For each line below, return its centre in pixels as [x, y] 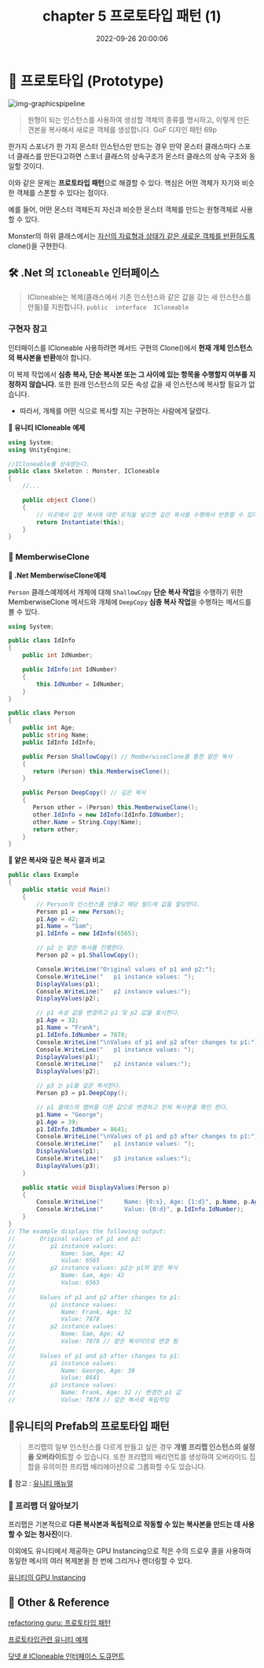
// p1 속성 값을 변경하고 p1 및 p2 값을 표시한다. [108, 1013]
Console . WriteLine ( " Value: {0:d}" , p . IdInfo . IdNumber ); [140, 1209]
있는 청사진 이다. [48, 1534]
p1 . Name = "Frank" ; [68, 1028]
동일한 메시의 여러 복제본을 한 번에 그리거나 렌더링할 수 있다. [100, 1561]
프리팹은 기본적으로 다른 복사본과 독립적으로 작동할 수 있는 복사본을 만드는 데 [125, 1525]
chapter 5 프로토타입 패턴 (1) [132, 16]
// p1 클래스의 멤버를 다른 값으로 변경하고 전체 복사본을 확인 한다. [133, 1107]
